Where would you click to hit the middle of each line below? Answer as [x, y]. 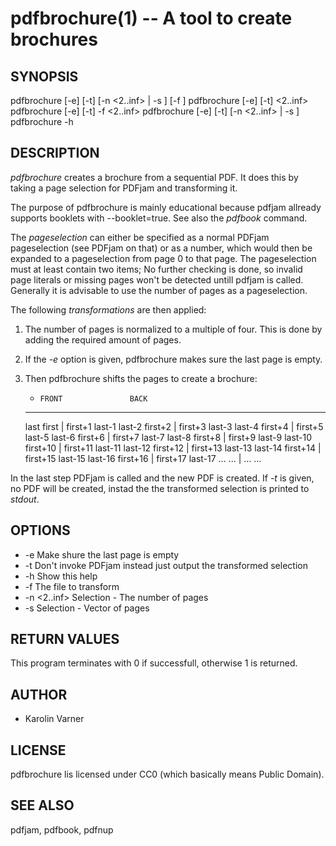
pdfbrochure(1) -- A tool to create [151, 18]
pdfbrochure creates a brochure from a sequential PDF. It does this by [154, 177]
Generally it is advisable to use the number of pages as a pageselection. [159, 290]
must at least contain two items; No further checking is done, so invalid [156, 269]
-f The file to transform [72, 586]
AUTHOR [39, 694]
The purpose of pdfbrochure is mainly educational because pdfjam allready [166, 207]
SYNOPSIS [44, 76]
